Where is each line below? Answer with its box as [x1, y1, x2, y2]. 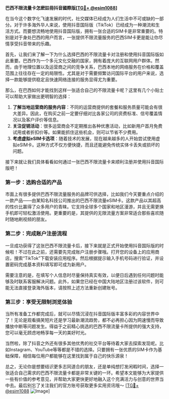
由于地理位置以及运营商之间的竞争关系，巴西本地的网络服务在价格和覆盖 [14, 64, 164, 70]
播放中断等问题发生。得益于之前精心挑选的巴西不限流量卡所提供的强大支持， [5, 323, 164, 329]
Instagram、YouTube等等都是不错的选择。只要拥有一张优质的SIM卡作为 [9, 346, 158, 352]
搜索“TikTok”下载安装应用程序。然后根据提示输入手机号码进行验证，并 [14, 255, 159, 261]
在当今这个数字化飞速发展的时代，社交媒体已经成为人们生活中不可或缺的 [5, 16, 155, 22]
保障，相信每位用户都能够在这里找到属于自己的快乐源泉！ [9, 353, 129, 359]
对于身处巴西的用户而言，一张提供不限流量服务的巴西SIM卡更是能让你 [14, 35, 159, 40]
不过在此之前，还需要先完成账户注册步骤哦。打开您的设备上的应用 [18, 249, 155, 255]
